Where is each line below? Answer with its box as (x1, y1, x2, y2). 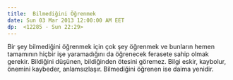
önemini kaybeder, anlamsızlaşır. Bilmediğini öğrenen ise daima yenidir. (7, 65, 214, 74)
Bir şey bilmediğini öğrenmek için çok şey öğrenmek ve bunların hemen (7, 43, 215, 51)
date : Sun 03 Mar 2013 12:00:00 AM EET (7, 17, 125, 24)
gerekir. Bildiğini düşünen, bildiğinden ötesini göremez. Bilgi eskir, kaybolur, (7, 58, 227, 66)
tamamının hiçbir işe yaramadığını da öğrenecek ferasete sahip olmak (7, 50, 210, 58)
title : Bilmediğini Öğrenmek (7, 10, 97, 18)
